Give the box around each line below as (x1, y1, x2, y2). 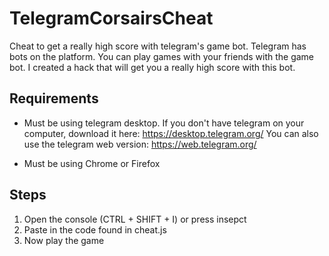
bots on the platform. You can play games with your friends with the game (9, 50, 315, 62)
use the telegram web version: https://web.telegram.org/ (23, 138, 257, 150)
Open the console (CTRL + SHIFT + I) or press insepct (23, 213, 247, 225)
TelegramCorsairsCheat (9, 7, 214, 30)
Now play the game (23, 234, 105, 246)
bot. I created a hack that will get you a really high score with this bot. (9, 61, 296, 73)
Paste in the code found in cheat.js (23, 223, 167, 236)
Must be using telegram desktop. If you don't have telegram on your (23, 117, 305, 129)
